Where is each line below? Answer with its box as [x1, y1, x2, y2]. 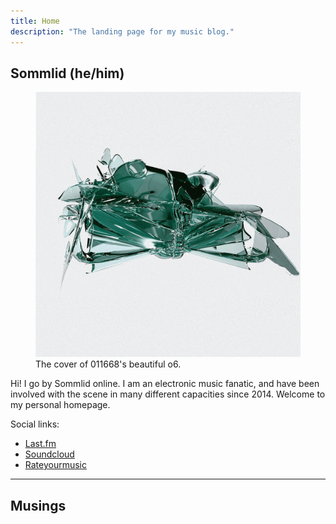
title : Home [10, 16, 60, 26]
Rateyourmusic [24, 459, 88, 471]
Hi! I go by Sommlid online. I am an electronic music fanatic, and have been [10, 378, 320, 390]
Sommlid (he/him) [10, 65, 125, 82]
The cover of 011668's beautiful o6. [35, 358, 182, 370]
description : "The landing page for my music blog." [10, 26, 235, 37]
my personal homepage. [10, 399, 111, 411]
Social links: [10, 418, 60, 430]
